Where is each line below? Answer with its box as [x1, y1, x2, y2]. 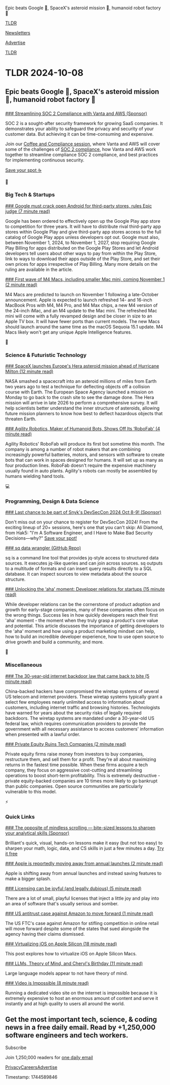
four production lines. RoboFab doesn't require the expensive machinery [5, 462, 156, 468]
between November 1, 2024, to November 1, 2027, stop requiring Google [5, 239, 156, 246]
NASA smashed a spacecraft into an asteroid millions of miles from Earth [5, 378, 157, 384]
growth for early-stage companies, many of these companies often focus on [5, 607, 164, 613]
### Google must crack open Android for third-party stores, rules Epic [5, 203, 152, 209]
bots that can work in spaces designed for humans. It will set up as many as [5, 457, 163, 463]
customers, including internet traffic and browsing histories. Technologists [5, 704, 160, 710]
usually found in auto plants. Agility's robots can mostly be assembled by [5, 468, 158, 474]
